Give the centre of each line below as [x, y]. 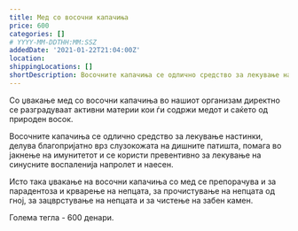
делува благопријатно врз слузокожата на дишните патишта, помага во [145, 145]
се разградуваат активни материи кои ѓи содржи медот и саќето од [139, 109]
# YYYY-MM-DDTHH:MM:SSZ [53, 42]
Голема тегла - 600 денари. [62, 217]
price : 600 [29, 26]
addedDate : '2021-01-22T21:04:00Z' [75, 50]
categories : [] [37, 34]
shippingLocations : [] [51, 67]
